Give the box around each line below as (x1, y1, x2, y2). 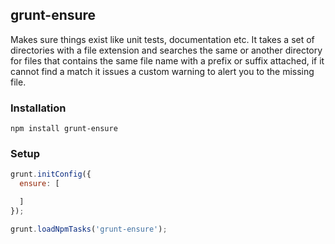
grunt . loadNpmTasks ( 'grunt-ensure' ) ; (10, 224, 168, 234)
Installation (10, 101, 67, 115)
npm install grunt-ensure (10, 124, 118, 134)
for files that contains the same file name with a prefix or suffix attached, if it (10, 54, 325, 67)
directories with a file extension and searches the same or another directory (10, 44, 323, 56)
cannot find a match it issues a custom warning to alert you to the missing (10, 65, 315, 77)
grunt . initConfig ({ (10, 169, 92, 180)
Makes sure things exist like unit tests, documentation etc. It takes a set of (10, 33, 315, 45)
